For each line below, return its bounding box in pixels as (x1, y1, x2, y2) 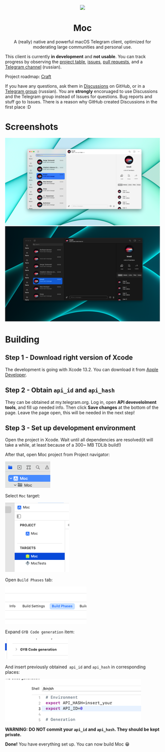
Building (5, 334, 40, 345)
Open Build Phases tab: (5, 577, 53, 583)
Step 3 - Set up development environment (5, 424, 136, 432)
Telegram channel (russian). (5, 64, 62, 70)
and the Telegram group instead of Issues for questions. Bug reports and (5, 94, 152, 99)
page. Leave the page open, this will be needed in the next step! (5, 409, 135, 416)
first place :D (5, 104, 31, 110)
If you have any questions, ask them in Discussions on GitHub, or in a (5, 83, 145, 89)
